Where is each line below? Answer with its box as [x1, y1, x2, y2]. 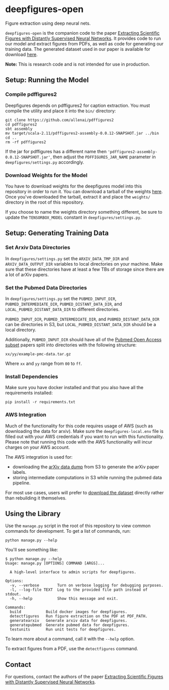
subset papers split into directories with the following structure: [5, 342, 137, 348]
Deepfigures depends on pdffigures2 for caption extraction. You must [5, 102, 150, 108]
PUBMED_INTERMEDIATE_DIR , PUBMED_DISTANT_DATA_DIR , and [5, 301, 122, 307]
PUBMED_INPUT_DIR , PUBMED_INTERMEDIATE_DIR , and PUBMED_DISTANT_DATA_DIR [5, 316, 160, 322]
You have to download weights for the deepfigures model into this [5, 183, 142, 189]
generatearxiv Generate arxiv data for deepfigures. [10, 618, 128, 623]
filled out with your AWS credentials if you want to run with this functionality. [5, 433, 164, 440]
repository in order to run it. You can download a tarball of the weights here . [5, 188, 163, 195]
